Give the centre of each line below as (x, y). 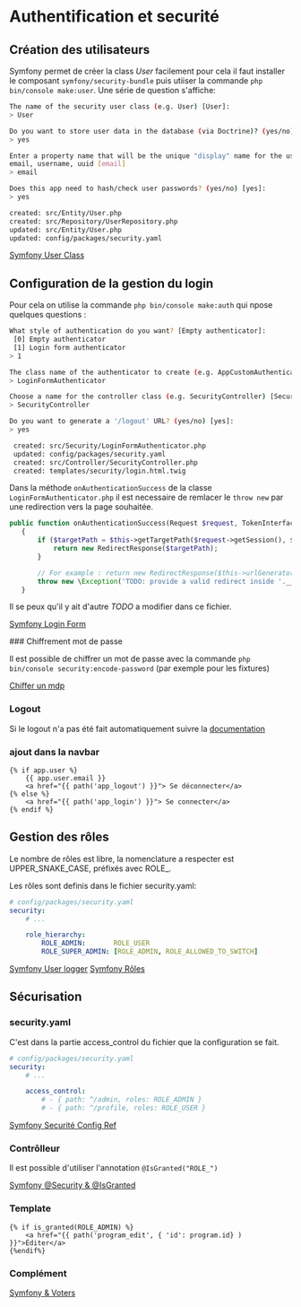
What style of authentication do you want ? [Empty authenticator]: (138, 331)
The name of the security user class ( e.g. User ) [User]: (120, 107)
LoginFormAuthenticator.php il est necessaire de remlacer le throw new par (146, 497)
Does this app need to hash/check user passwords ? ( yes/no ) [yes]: (138, 189)
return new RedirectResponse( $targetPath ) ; (136, 549)
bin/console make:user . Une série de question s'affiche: (113, 90)
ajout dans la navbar (55, 752)
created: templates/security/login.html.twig (99, 471)
